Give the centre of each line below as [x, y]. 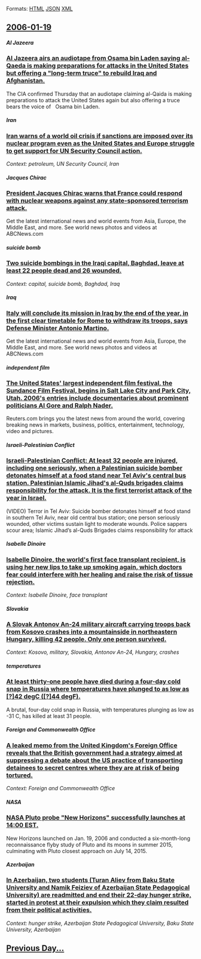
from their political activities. [49, 910]
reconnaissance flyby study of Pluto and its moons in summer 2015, [90, 844]
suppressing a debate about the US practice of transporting [95, 760]
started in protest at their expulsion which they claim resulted [98, 903]
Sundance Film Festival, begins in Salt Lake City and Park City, [99, 391]
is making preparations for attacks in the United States [108, 66]
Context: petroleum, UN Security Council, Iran [63, 164]
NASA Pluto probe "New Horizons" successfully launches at [96, 818]
